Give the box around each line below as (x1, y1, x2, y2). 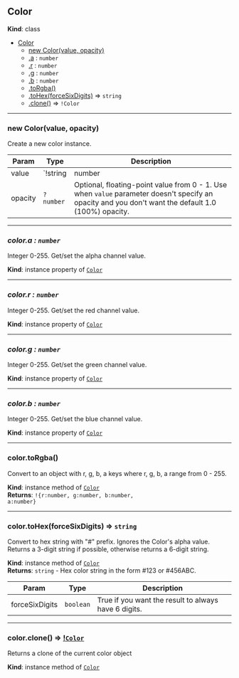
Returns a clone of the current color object (7, 649, 132, 657)
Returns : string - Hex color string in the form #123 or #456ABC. (7, 566, 197, 575)
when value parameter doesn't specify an (73, 189, 213, 198)
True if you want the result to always (97, 595, 218, 605)
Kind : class (7, 24, 41, 33)
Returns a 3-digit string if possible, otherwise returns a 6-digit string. (7, 544, 209, 553)
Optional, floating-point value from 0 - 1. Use (73, 180, 228, 190)
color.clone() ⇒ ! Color (7, 632, 85, 642)
